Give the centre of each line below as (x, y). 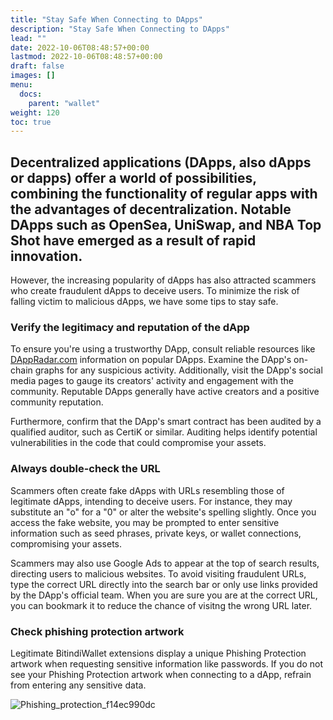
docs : (31, 94)
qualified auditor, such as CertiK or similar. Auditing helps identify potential (164, 432)
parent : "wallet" (64, 103)
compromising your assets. (66, 543)
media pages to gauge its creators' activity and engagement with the (152, 381)
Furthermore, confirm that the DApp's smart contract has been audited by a (166, 422)
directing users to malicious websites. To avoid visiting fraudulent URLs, (158, 573)
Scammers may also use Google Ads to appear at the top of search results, (165, 563)
